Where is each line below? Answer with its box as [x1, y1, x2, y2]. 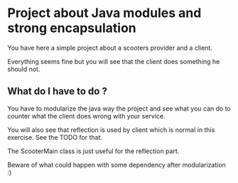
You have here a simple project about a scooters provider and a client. [7, 43, 213, 52]
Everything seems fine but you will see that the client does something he [7, 57, 220, 65]
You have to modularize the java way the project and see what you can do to [7, 104, 231, 113]
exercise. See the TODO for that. [7, 133, 103, 141]
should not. [7, 65, 40, 73]
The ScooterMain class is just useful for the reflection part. [7, 147, 180, 155]
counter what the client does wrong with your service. [7, 111, 166, 120]
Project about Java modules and [7, 5, 202, 21]
